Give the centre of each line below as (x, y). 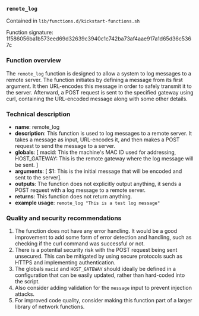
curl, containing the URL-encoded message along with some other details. (97, 99)
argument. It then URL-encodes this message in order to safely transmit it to (99, 86)
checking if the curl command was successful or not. (80, 244)
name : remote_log (37, 127)
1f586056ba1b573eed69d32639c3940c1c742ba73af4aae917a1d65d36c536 (99, 39)
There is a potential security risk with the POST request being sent (96, 250)
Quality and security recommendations (64, 218)
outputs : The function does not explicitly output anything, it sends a (98, 184)
